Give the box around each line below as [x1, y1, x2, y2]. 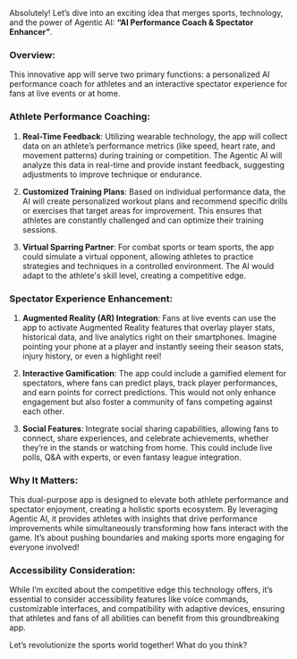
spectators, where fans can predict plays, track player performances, [21, 377, 278, 388]
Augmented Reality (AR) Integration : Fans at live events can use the [21, 312, 276, 323]
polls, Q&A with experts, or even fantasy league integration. [21, 452, 242, 462]
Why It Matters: [9, 474, 79, 486]
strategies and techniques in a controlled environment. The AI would [21, 260, 275, 271]
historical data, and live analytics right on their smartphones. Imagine [21, 331, 277, 342]
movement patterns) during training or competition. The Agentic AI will [21, 149, 283, 160]
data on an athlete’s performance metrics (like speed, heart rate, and [21, 140, 276, 151]
